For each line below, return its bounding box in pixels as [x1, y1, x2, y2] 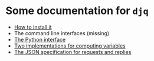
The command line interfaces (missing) [14, 29, 110, 36]
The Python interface [14, 36, 66, 43]
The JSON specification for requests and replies [14, 48, 132, 55]
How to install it [14, 23, 52, 30]
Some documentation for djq [5, 4, 149, 18]
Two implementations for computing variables [14, 42, 126, 49]
